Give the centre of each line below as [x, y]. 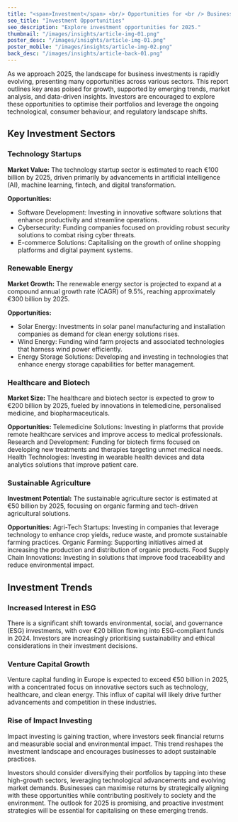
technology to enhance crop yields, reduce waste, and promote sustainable [118, 535]
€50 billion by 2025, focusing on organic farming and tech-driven [103, 506]
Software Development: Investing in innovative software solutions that [119, 212]
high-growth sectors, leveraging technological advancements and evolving [117, 780]
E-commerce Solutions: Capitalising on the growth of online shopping [119, 242]
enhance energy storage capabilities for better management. [106, 364]
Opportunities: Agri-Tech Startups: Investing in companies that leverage [113, 527]
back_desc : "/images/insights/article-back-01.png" [85, 54]
